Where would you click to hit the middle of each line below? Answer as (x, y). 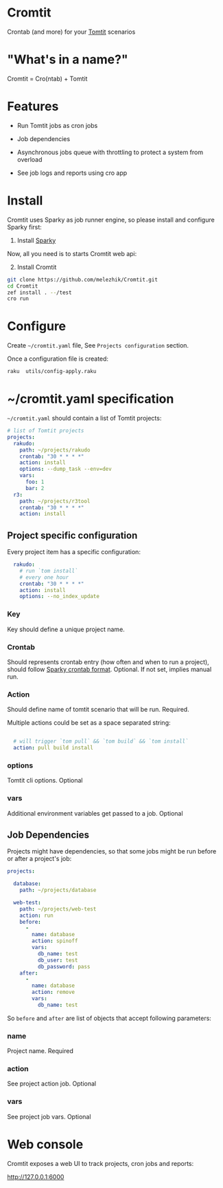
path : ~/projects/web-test (58, 909)
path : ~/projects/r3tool (55, 501)
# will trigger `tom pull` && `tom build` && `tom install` (101, 741)
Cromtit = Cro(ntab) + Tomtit (47, 78)
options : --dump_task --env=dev (66, 469)
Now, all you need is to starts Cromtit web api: (72, 253)
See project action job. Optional (52, 1084)
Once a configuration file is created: (58, 359)
